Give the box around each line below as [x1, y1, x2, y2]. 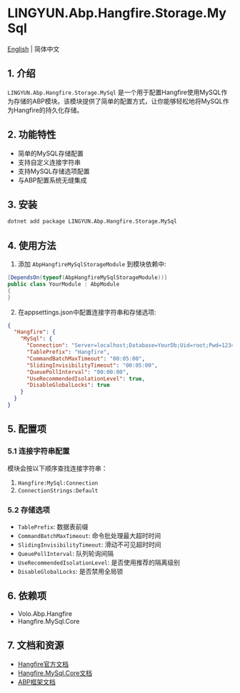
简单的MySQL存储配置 [17, 148, 84, 158]
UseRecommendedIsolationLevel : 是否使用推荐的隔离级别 [17, 558, 181, 567]
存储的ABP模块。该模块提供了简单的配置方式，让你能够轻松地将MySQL [13, 96, 223, 105]
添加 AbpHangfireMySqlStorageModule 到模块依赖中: [17, 260, 166, 268]
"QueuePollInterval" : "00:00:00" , [26, 368, 130, 375]
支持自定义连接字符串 [17, 158, 81, 166]
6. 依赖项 [7, 590, 47, 602]
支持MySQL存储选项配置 [17, 166, 90, 176]
